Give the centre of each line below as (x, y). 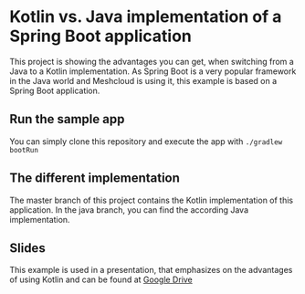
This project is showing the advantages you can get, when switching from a (152, 61)
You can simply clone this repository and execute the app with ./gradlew (146, 141)
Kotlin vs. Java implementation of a (146, 17)
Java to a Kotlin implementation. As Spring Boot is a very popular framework (153, 71)
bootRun (24, 150)
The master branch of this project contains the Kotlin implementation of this (152, 200)
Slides (27, 248)
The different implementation (95, 178)
